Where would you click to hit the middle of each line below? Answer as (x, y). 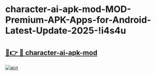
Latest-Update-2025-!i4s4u (66, 31)
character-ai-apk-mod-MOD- (68, 9)
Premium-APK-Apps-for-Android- (78, 20)
